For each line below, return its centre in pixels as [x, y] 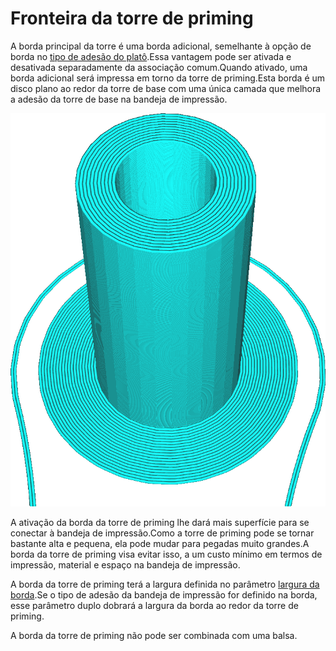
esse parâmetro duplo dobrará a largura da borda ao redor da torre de [154, 605]
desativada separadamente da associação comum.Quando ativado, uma [159, 67]
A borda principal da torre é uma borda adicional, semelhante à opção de [161, 46]
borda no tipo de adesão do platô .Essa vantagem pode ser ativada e [151, 56]
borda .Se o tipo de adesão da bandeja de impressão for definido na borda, [164, 594]
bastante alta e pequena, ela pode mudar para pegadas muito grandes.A [160, 543]
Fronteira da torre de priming [132, 18]
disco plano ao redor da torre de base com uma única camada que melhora [166, 88]
